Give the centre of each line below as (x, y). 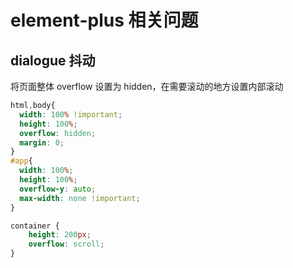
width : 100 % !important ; (71, 114)
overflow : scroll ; (66, 244)
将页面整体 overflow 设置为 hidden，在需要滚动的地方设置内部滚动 (147, 86)
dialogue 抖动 (53, 60)
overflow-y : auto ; (58, 189)
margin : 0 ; (42, 142)
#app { (21, 161)
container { (35, 226)
